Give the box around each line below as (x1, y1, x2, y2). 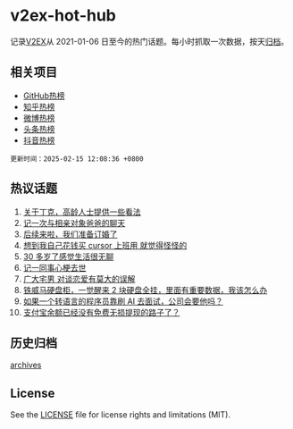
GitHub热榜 (22, 90, 65, 101)
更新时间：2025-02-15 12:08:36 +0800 (10, 154, 144, 164)
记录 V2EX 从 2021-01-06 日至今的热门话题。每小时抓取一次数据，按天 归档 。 (10, 36, 289, 46)
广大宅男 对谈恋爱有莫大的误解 (22, 273, 136, 284)
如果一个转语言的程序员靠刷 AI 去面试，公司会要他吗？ (22, 296, 224, 307)
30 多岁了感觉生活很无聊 (22, 251, 114, 262)
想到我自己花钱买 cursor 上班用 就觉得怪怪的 (22, 240, 188, 250)
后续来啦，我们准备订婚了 (22, 229, 118, 240)
